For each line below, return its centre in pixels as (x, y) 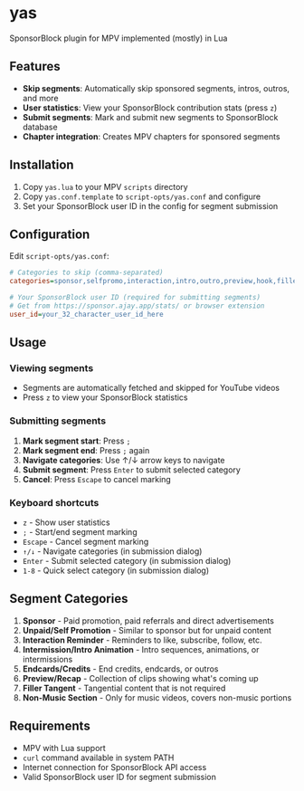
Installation (42, 165)
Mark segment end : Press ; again (86, 450)
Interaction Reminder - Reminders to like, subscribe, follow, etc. (142, 640)
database (40, 127)
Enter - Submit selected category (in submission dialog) (127, 561)
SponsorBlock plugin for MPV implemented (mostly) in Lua (119, 38)
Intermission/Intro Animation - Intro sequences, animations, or (141, 649)
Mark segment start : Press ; (76, 441)
